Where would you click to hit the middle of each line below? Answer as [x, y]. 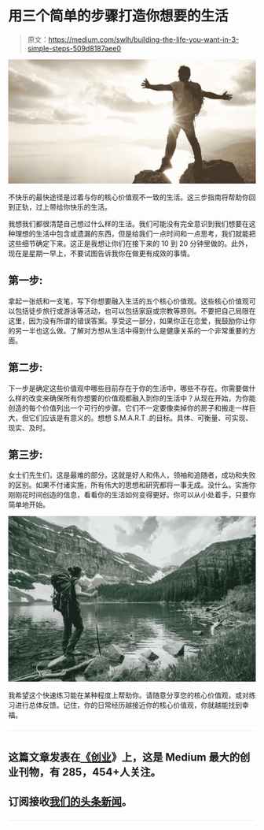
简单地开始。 [29, 504]
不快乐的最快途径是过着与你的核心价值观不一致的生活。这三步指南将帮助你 [128, 197]
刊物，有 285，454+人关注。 [90, 772]
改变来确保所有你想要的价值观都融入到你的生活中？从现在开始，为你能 [142, 398]
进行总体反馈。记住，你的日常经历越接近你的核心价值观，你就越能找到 [128, 705]
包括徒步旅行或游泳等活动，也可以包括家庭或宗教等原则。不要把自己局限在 [135, 311]
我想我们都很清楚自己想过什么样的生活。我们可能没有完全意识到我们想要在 [128, 223]
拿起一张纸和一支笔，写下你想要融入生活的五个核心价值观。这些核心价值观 [128, 301]
